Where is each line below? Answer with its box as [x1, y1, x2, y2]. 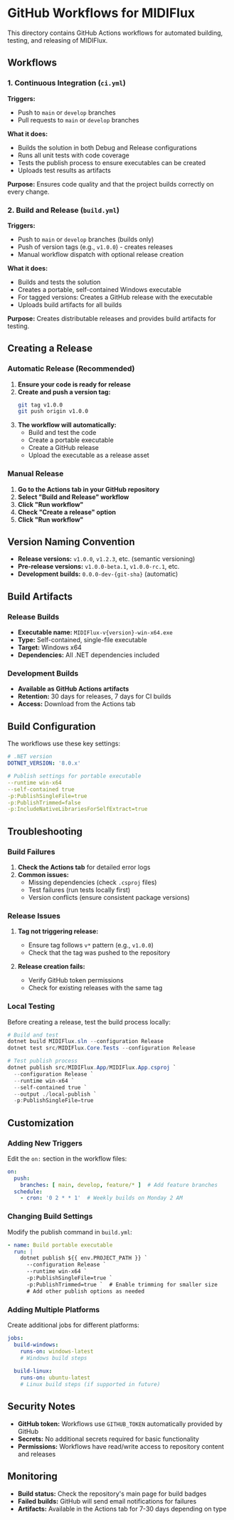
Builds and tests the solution [17, 278, 101, 286]
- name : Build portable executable [7, 1241, 113, 1249]
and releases [17, 1450, 56, 1458]
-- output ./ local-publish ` [14, 1091, 97, 1098]
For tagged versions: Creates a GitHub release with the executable [17, 293, 213, 301]
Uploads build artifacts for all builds [17, 300, 122, 309]
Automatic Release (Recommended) [7, 364, 135, 374]
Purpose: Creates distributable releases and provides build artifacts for [7, 314, 217, 323]
